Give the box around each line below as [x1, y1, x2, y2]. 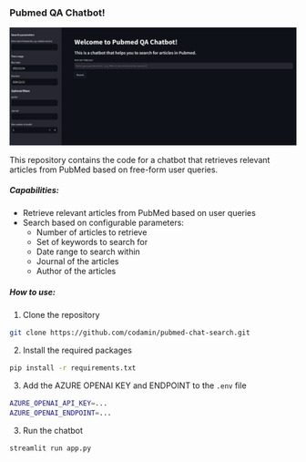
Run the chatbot [22, 425, 84, 436]
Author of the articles [36, 266, 117, 277]
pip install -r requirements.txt [9, 364, 137, 373]
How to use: [9, 287, 56, 298]
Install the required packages [22, 344, 132, 356]
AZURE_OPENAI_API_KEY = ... [9, 399, 107, 408]
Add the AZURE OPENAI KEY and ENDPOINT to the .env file [22, 380, 248, 391]
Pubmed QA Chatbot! [9, 6, 106, 19]
